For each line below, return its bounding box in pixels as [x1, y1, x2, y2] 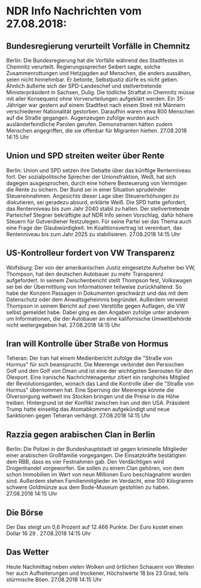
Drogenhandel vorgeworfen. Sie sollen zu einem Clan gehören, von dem [6, 464, 185, 472]
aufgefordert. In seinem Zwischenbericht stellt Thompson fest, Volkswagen [6, 276, 193, 283]
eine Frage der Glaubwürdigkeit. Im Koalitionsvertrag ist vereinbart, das [6, 224, 182, 231]
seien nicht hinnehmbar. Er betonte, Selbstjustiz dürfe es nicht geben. [6, 76, 179, 83]
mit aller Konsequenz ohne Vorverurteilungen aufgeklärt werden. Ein [6, 95, 175, 102]
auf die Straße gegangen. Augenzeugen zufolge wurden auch [6, 114, 159, 121]
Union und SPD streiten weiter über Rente [6, 151, 165, 161]
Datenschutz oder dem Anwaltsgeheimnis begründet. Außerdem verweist [6, 296, 188, 303]
